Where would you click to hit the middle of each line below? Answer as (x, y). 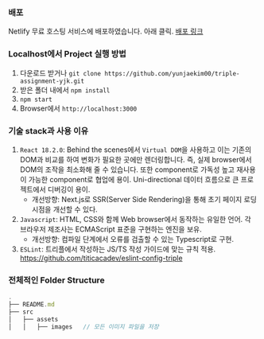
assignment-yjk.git (52, 81)
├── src (21, 312)
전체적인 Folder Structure (56, 280)
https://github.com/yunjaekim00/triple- (172, 73)
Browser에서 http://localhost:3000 (78, 108)
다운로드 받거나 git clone (60, 72)
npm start (36, 99)
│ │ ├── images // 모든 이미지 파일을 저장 (83, 327)
